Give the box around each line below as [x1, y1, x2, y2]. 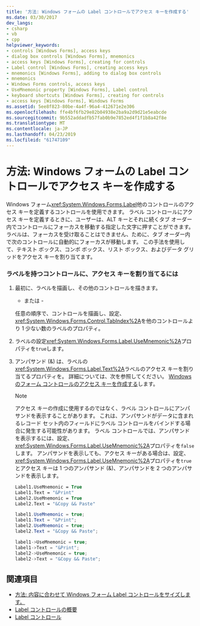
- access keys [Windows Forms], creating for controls [6, 59, 146, 65]
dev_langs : [6, 20, 33, 26]
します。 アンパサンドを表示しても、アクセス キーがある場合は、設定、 [14, 449, 189, 456]
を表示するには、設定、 [14, 434, 73, 441]
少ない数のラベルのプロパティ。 [25, 324, 104, 332]
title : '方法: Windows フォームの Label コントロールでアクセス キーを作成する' [6, 8, 189, 15]
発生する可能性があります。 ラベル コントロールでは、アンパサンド [25, 427, 190, 434]
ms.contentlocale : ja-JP [6, 126, 68, 132]
